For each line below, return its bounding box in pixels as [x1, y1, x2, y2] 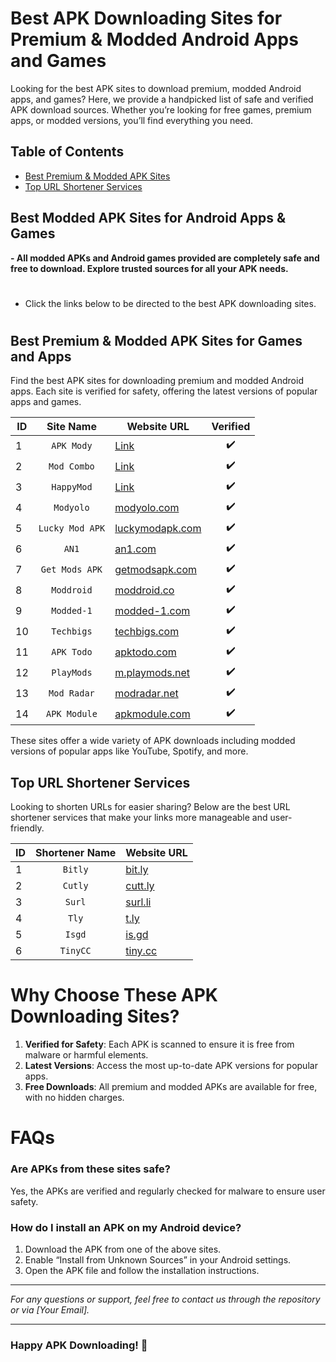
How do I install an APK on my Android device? [10, 1220, 242, 1234]
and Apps [10, 348, 72, 365]
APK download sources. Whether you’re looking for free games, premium [10, 103, 312, 116]
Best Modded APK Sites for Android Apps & [10, 210, 287, 227]
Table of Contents [10, 143, 125, 161]
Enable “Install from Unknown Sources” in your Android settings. [24, 1253, 292, 1266]
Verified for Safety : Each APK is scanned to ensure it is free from [24, 1038, 295, 1051]
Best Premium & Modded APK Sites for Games [10, 332, 303, 349]
